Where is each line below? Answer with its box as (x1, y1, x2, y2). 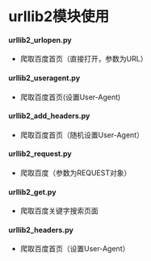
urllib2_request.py (8, 149, 73, 158)
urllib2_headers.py (8, 225, 74, 234)
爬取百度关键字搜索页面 (19, 206, 99, 216)
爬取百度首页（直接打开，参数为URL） (19, 54, 148, 64)
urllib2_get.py (8, 187, 57, 196)
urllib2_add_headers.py (8, 111, 90, 121)
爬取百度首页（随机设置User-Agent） (19, 130, 144, 140)
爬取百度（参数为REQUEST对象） (19, 168, 132, 178)
